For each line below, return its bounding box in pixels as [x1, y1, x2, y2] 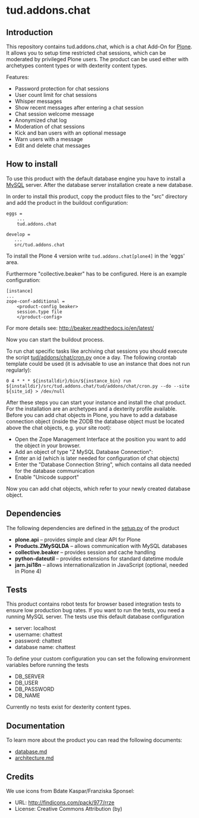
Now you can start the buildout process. [6, 336, 105, 343]
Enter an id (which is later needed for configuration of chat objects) [14, 455, 180, 462]
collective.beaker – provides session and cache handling [14, 549, 156, 556]
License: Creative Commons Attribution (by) [14, 806, 123, 813]
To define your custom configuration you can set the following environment [6, 655, 191, 662]
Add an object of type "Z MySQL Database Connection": [14, 448, 153, 455]
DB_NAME [14, 692, 40, 699]
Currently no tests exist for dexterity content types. [6, 703, 132, 711]
